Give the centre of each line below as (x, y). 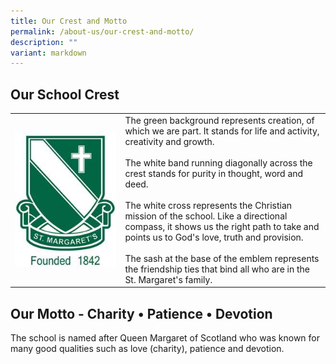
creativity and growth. (169, 141)
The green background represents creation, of (219, 120)
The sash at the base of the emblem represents (222, 258)
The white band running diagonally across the (218, 162)
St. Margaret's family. (168, 279)
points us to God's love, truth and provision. (214, 237)
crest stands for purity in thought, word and (214, 173)
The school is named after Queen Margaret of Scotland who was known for (165, 338)
